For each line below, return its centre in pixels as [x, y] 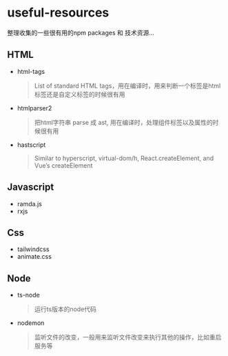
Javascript [31, 187]
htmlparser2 [34, 108]
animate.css [34, 257]
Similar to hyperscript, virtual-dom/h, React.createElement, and [124, 158]
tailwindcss [33, 249]
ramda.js [30, 204]
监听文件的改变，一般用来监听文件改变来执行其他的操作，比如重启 [128, 337]
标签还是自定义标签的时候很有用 [80, 94]
